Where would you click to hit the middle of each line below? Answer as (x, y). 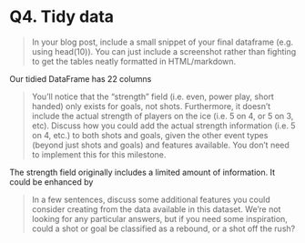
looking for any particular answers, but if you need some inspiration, (160, 218)
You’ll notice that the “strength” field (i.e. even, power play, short (153, 96)
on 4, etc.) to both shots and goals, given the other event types (150, 135)
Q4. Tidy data (62, 17)
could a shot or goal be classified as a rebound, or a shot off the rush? (163, 228)
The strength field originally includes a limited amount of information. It (142, 172)
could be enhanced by (51, 182)
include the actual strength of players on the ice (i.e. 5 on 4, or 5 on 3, (163, 116)
